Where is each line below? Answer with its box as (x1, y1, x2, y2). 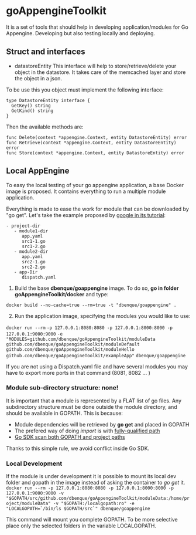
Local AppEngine (6, 166, 70, 176)
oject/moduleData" (6, 500, 51, 507)
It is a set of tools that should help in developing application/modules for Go (6, 23, 188, 31)
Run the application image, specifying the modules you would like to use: (14, 312, 191, 319)
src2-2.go (21, 264, 46, 270)
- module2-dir (13, 248, 49, 255)
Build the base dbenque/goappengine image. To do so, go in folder (14, 285, 179, 292)
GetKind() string (11, 107, 54, 114)
